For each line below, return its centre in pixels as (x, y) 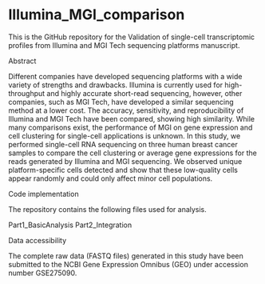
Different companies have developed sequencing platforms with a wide (125, 76)
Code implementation (44, 194)
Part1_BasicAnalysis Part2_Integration (70, 225)
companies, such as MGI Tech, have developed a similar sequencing (121, 102)
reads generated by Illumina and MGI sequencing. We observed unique (125, 161)
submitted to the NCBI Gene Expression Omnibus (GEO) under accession (129, 264)
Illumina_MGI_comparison (97, 15)
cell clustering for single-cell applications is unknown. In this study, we (125, 136)
